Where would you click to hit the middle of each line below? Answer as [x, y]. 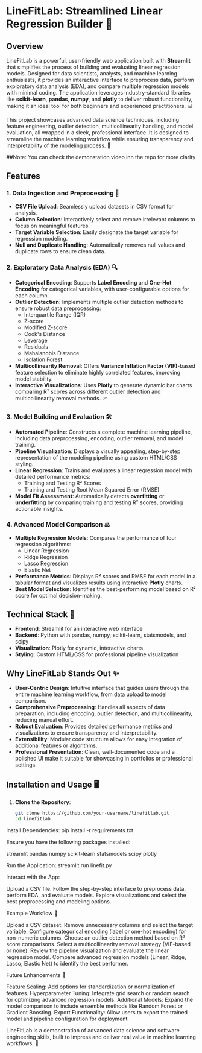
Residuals [36, 346]
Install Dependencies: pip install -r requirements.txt [70, 830]
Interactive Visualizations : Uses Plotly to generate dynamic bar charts [103, 385]
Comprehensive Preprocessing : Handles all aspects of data [90, 707]
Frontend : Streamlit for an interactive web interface [79, 629]
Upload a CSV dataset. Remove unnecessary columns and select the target [100, 925]
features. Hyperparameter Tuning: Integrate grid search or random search [98, 993]
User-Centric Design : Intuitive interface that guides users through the [102, 688]
